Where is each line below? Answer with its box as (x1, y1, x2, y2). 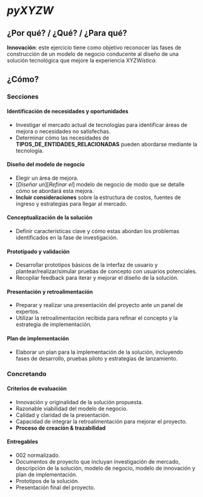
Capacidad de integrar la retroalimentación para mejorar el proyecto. (15, 418, 187, 425)
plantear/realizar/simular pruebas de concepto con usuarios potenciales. (15, 268, 198, 275)
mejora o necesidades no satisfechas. (15, 127, 111, 135)
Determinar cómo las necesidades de (15, 134, 110, 141)
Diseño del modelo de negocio (7, 161, 85, 168)
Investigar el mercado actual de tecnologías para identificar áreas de (15, 121, 187, 128)
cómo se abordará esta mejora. (15, 187, 95, 194)
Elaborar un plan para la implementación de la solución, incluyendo (15, 348, 184, 356)
